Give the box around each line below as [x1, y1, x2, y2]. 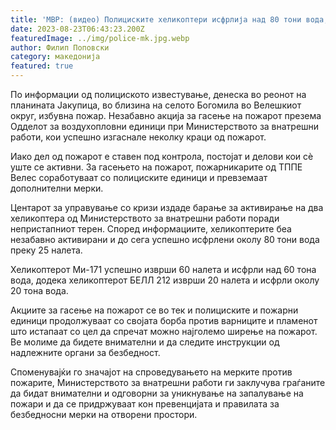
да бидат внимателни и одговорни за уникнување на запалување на [10, 387, 304, 399]
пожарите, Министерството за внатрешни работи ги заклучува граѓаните [10, 377, 326, 388]
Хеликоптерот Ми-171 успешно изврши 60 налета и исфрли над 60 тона [10, 264, 317, 275]
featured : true [10, 61, 74, 71]
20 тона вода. [10, 285, 69, 296]
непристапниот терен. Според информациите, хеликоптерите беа [10, 223, 292, 235]
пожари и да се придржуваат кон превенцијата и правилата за [10, 398, 280, 410]
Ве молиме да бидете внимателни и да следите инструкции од [10, 336, 280, 348]
